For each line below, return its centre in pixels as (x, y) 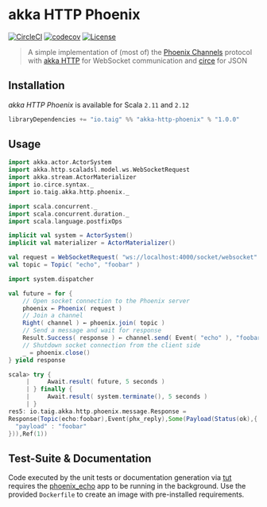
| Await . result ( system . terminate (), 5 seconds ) (117, 397)
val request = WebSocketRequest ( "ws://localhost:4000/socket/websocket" (133, 257)
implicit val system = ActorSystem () (71, 236)
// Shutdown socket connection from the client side (112, 345)
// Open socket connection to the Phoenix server (106, 301)
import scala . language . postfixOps (66, 221)
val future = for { (41, 293)
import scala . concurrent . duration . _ (69, 214)
